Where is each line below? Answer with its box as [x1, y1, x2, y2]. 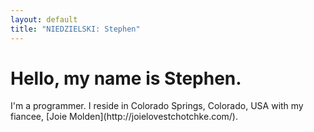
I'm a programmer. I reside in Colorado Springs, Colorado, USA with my [10, 100, 304, 112]
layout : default [10, 14, 78, 25]
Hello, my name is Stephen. [10, 67, 242, 90]
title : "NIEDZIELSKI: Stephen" [10, 24, 141, 34]
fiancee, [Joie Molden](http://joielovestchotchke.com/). [10, 111, 238, 123]
